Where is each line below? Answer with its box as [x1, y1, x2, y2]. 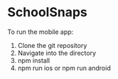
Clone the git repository [17, 41, 87, 49]
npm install [17, 56, 50, 64]
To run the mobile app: [7, 28, 74, 36]
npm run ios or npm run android [17, 63, 112, 72]
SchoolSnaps [7, 4, 87, 20]
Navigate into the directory [17, 49, 97, 57]
